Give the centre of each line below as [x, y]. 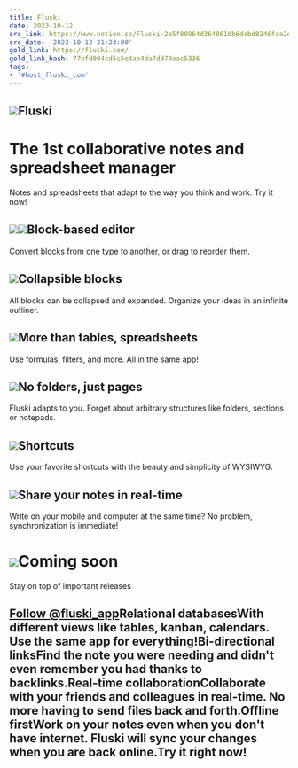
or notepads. [32, 418]
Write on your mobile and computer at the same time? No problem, [131, 516]
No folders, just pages [81, 387]
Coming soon [68, 562]
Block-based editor [81, 230]
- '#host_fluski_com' [49, 75]
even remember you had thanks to [106, 669]
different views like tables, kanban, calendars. [139, 627]
